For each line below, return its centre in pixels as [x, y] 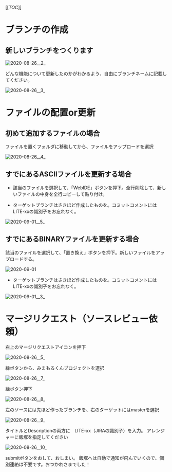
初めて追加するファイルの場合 [53, 133]
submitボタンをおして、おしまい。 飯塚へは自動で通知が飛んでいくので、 [83, 458]
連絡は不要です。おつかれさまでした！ [50, 464]
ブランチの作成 [37, 30]
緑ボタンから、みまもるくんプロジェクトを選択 [55, 368]
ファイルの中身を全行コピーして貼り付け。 [62, 194]
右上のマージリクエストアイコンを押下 [46, 347]
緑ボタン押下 [19, 389]
